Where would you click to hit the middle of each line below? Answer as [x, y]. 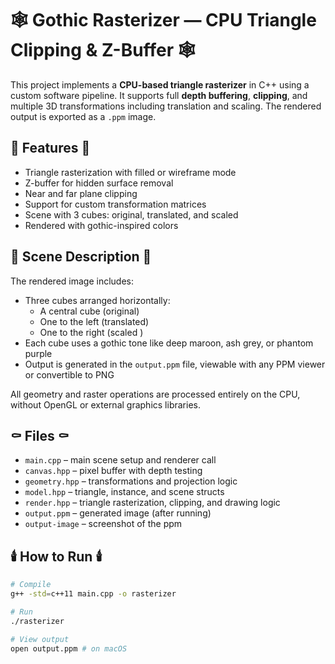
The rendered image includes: [72, 281]
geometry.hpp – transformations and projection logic [131, 481]
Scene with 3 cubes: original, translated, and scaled [131, 214]
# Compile [31, 585]
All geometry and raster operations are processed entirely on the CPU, [155, 394]
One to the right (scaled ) [91, 332]
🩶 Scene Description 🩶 [81, 257]
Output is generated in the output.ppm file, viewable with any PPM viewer [175, 364]
